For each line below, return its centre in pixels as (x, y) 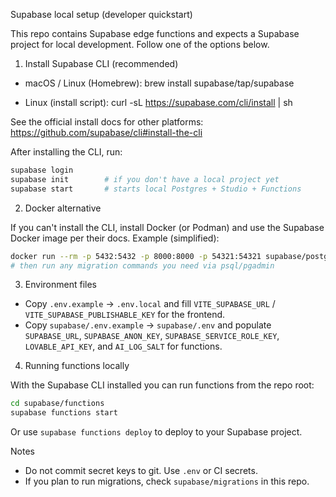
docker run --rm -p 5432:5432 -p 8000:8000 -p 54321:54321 (136, 256)
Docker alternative (63, 208)
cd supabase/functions (57, 404)
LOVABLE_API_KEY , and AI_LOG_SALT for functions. (123, 346)
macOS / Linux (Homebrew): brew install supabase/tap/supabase (159, 83)
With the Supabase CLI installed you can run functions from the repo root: (162, 385)
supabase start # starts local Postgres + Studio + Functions (156, 189)
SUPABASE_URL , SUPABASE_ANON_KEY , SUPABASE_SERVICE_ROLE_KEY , (152, 336)
